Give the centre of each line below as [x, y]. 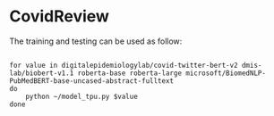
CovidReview [60, 17]
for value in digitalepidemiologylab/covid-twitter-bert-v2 [124, 65]
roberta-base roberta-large [129, 73]
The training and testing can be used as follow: [96, 41]
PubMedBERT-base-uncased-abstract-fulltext [92, 81]
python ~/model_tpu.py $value [82, 96]
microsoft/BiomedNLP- [226, 73]
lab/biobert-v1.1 [42, 73]
